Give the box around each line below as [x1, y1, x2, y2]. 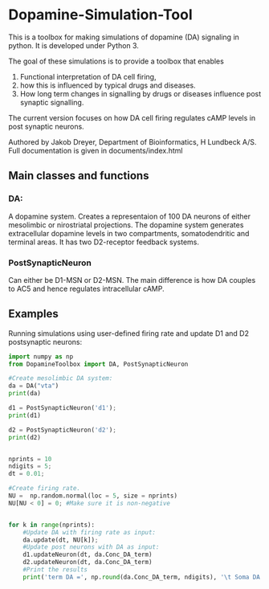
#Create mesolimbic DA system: [8, 374, 113, 382]
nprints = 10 [8, 455, 52, 463]
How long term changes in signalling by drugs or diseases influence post [19, 88, 262, 98]
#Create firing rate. [8, 485, 81, 493]
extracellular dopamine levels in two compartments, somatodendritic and [8, 228, 250, 238]
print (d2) [8, 433, 42, 441]
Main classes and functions [8, 169, 149, 182]
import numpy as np [8, 352, 74, 361]
